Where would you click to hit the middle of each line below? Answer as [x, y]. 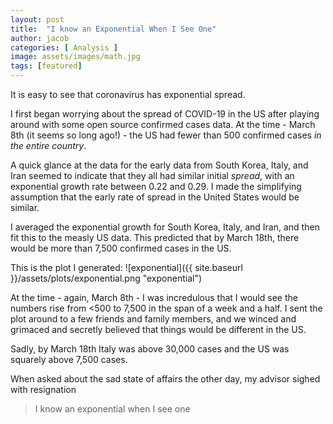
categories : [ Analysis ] [64, 47]
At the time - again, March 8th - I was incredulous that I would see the [154, 297]
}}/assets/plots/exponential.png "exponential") [106, 278]
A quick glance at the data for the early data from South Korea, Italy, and [159, 165]
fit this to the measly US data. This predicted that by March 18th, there [155, 237]
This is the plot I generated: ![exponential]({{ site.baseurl [126, 267]
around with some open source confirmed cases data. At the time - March [163, 124]
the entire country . [48, 145]
